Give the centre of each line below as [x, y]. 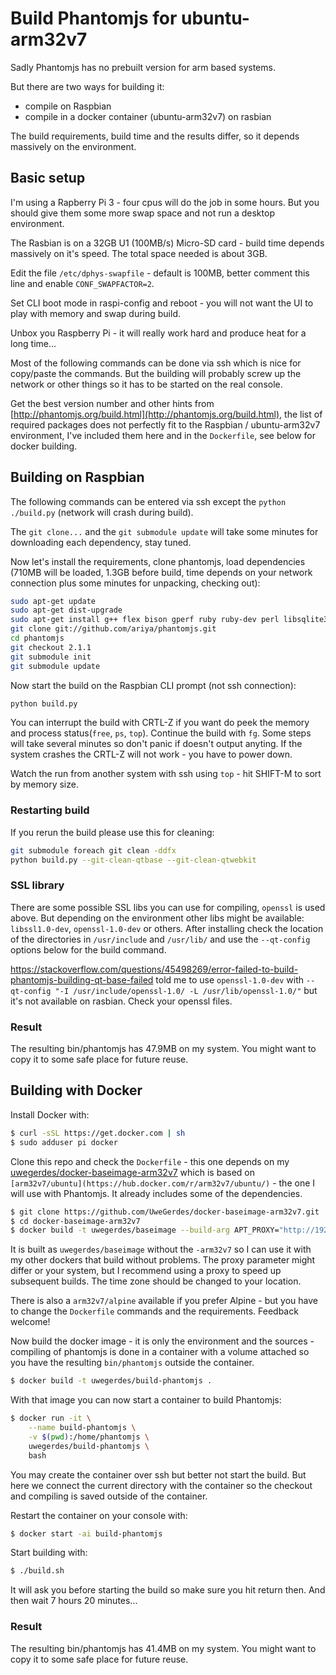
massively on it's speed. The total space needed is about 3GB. [139, 253]
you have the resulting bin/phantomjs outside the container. [132, 1363]
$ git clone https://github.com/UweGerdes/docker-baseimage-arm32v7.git [165, 1212]
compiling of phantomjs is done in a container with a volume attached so [160, 1352]
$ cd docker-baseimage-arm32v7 [75, 1221]
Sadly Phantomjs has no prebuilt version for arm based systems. [143, 67]
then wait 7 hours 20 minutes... [74, 1601]
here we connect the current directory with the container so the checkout [161, 1485]
